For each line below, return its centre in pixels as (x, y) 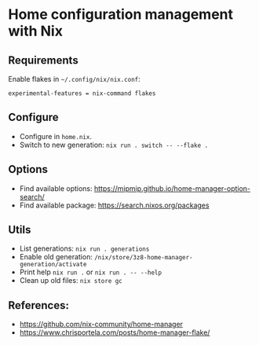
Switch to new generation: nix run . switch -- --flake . (114, 145)
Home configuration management (121, 15)
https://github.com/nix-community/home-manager (101, 325)
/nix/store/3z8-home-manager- (144, 258)
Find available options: (56, 188)
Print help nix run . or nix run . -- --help (91, 272)
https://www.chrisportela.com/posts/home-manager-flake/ (115, 332)
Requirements (43, 60)
